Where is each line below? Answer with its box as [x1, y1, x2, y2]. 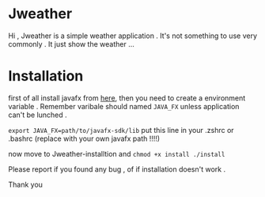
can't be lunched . [8, 110, 67, 119]
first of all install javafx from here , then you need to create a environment [8, 93, 246, 103]
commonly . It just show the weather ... [8, 39, 134, 48]
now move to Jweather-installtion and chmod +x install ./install [8, 149, 225, 158]
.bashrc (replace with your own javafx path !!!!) [8, 134, 161, 143]
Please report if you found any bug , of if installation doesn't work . [8, 164, 226, 174]
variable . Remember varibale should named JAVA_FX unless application [8, 101, 240, 111]
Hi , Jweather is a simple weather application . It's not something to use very [8, 31, 257, 40]
